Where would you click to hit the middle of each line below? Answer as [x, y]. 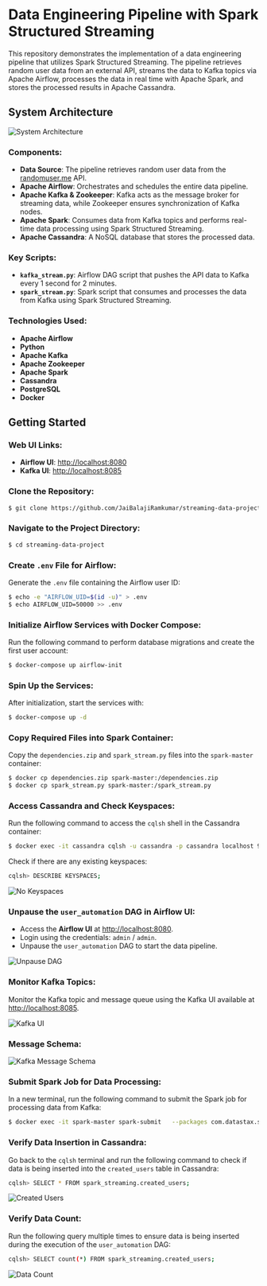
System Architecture [61, 113]
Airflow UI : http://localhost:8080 [73, 462]
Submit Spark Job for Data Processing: [85, 1082]
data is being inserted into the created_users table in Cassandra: [114, 1168]
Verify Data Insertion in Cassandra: [77, 1143]
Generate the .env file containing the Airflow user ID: [94, 582]
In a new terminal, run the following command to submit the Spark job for [128, 1099]
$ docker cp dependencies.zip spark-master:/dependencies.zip [113, 778]
